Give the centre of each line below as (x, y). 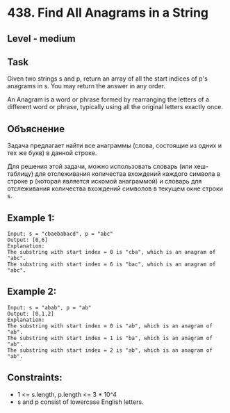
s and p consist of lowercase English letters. (80, 402)
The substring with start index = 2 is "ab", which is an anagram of (110, 350)
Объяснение (36, 129)
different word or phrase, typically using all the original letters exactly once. (115, 107)
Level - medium (42, 39)
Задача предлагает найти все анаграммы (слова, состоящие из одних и (115, 146)
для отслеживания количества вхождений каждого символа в (128, 174)
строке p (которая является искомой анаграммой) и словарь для (105, 181)
